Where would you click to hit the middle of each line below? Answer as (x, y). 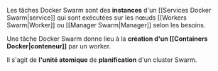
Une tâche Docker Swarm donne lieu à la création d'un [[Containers (107, 39)
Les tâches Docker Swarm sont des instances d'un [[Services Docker (109, 10)
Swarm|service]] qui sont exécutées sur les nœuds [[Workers (97, 18)
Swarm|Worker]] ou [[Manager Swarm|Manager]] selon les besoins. (106, 25)
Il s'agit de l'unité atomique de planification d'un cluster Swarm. (102, 60)
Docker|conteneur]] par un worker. (59, 46)
